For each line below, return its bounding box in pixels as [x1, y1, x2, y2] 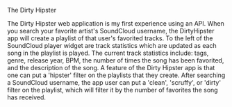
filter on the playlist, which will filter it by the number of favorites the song [7, 86, 218, 94]
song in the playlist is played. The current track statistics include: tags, [7, 49, 209, 57]
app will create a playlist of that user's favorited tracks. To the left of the [7, 34, 213, 42]
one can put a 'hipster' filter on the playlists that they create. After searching [7, 71, 226, 79]
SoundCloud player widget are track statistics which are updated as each [7, 42, 217, 49]
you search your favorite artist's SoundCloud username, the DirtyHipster [7, 27, 215, 35]
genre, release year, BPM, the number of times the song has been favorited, [7, 56, 224, 65]
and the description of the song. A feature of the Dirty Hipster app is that [7, 64, 215, 72]
